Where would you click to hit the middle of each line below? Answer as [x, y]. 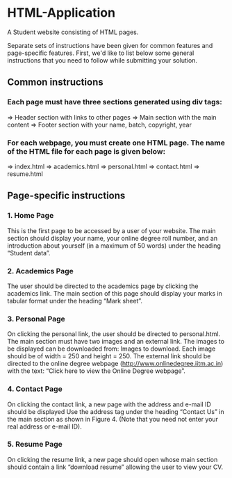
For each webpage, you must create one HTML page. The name [116, 143]
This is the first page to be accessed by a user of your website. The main [112, 230]
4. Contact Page [35, 389]
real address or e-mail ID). [44, 427]
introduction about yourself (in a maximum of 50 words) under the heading [114, 246]
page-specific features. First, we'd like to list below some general [101, 53]
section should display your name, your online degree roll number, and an [112, 238]
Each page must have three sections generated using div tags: [115, 102]
